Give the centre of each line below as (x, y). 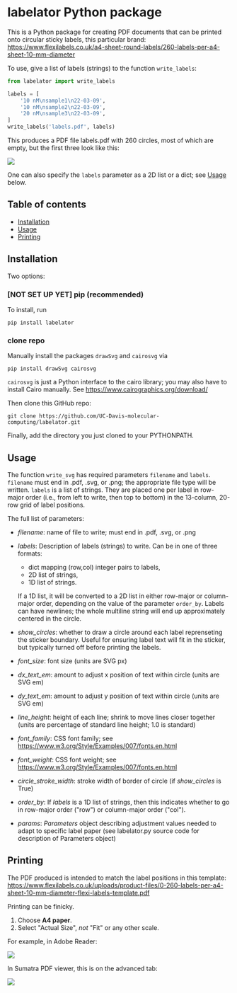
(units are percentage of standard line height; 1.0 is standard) (106, 725)
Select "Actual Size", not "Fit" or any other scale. (88, 927)
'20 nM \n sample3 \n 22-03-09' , (63, 114)
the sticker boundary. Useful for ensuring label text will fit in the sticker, (121, 640)
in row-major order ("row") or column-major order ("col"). (102, 810)
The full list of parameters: (46, 519)
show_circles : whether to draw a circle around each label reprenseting (120, 632)
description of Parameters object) (67, 839)
